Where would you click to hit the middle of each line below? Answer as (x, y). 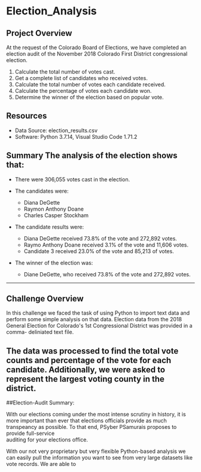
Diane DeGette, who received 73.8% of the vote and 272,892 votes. (107, 274)
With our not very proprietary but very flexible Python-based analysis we (96, 451)
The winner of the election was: (54, 263)
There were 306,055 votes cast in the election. (72, 179)
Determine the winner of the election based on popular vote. (89, 97)
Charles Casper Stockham (56, 215)
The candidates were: (42, 191)
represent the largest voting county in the (85, 379)
